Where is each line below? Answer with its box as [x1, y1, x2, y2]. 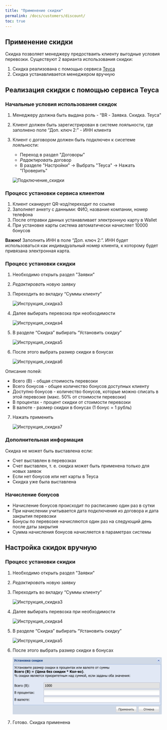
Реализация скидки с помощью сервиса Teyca [5, 85, 159, 94]
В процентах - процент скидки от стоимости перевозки [12, 399, 131, 405]
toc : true [5, 18, 26, 23]
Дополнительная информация [5, 436, 83, 443]
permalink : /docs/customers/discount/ [5, 13, 85, 18]
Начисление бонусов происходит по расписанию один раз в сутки [12, 502, 155, 509]
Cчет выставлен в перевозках [12, 457, 77, 463]
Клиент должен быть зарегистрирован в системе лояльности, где [12, 121, 153, 127]
